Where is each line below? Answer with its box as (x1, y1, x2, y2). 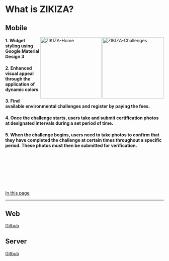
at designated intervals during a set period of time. (5, 120, 114, 126)
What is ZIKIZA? (5, 4, 74, 15)
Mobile (5, 24, 28, 32)
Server (5, 237, 27, 246)
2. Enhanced (5, 65, 32, 71)
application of (5, 81, 35, 87)
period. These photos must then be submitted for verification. (5, 142, 137, 148)
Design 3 (5, 54, 24, 60)
